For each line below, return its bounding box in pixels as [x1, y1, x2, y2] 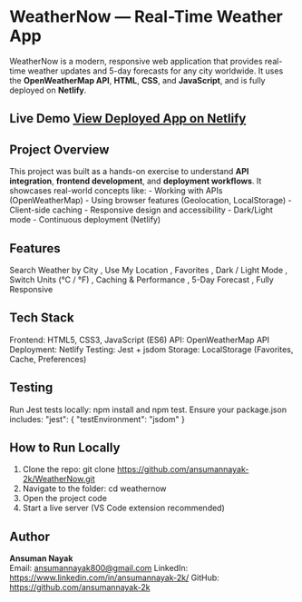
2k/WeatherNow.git [22, 474, 95, 485]
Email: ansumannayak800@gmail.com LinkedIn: [9, 563, 189, 574]
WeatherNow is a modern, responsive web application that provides [9, 55, 263, 66]
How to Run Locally [9, 439, 121, 455]
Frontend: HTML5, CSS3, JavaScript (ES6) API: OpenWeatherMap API [9, 334, 270, 345]
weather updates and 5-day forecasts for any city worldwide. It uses [27, 65, 284, 76]
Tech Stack [9, 311, 74, 326]
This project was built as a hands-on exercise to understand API [9, 166, 249, 177]
